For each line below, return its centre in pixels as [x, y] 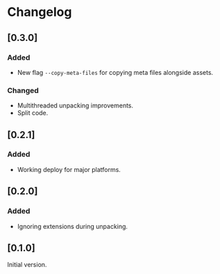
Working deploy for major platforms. [69, 169]
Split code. [33, 113]
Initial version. [27, 265]
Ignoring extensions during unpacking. [73, 226]
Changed [23, 90]
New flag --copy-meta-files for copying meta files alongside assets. [115, 72]
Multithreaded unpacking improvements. [75, 105]
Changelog [40, 12]
